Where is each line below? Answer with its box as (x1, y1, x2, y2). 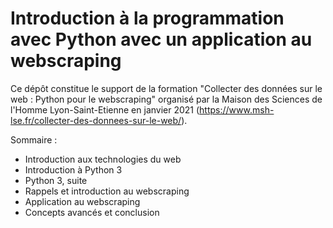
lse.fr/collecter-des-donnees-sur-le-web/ (10, 114, 182, 126)
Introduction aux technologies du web (24, 153, 182, 165)
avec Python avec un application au (10, 28, 313, 51)
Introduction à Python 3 (24, 163, 123, 176)
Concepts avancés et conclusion (24, 206, 160, 218)
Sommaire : (10, 133, 58, 146)
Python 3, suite (24, 174, 88, 186)
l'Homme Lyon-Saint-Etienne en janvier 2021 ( (10, 103, 200, 116)
